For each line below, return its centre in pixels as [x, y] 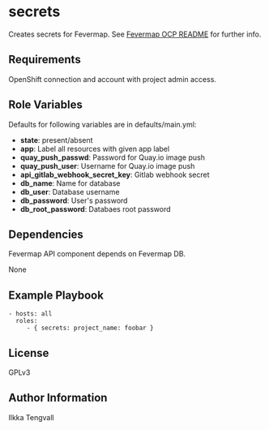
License [29, 353]
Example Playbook [56, 295]
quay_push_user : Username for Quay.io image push [107, 166]
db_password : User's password [74, 200]
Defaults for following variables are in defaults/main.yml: [102, 124]
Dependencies [46, 234]
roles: [27, 321]
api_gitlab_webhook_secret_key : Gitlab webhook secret [115, 174]
